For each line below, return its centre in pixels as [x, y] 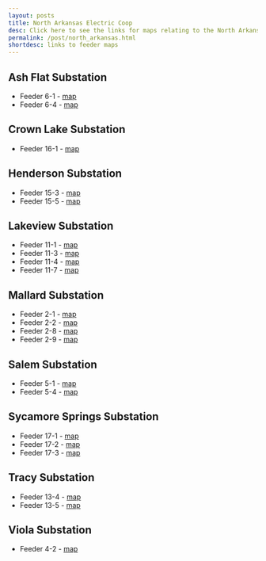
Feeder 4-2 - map [49, 549]
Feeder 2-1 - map [48, 315]
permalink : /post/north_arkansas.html [72, 38]
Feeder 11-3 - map [49, 254]
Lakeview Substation [61, 225]
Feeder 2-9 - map [49, 340]
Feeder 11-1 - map [49, 245]
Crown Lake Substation [67, 130]
